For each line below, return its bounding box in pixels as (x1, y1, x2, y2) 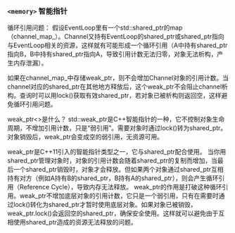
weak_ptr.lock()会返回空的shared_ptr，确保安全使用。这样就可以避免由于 (7, 209, 219, 218)
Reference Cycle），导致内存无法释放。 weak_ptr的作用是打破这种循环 (19, 183, 223, 191)
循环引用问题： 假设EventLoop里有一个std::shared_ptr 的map (7, 23, 183, 32)
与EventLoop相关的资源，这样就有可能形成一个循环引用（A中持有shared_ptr (7, 41, 228, 50)
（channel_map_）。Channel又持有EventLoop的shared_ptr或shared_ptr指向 (7, 32, 225, 41)
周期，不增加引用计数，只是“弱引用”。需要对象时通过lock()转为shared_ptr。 (7, 124, 227, 132)
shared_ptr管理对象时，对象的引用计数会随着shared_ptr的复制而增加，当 (7, 156, 218, 165)
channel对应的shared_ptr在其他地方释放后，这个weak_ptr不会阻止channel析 (7, 82, 229, 91)
